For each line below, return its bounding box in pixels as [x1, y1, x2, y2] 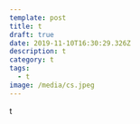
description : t [9, 47, 67, 56]
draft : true [9, 30, 54, 39]
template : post [9, 13, 67, 23]
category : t [9, 55, 54, 64]
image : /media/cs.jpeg [9, 81, 95, 90]
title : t [9, 22, 42, 31]
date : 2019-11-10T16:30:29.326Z [9, 38, 131, 48]
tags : [9, 64, 30, 73]
